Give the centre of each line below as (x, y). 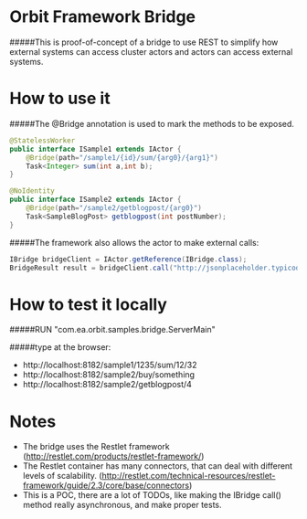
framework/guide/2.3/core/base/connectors (106, 485)
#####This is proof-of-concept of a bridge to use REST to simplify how (144, 42)
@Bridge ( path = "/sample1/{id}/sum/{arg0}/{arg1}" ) (122, 157)
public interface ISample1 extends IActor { (95, 149)
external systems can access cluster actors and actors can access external (151, 51)
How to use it (60, 99)
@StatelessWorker (42, 140)
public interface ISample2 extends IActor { (95, 200)
